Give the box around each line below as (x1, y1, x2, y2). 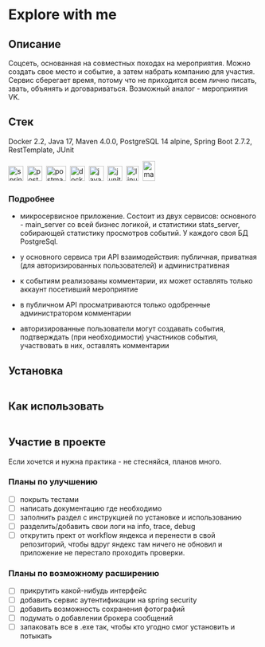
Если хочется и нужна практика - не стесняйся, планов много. (8, 457, 222, 466)
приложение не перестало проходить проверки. (19, 548, 185, 558)
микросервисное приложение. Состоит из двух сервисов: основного (19, 211, 257, 221)
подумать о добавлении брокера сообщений (19, 613, 173, 622)
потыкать (19, 631, 53, 641)
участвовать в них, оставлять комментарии (19, 341, 170, 351)
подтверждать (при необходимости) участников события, (19, 332, 219, 342)
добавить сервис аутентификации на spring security (19, 595, 197, 605)
